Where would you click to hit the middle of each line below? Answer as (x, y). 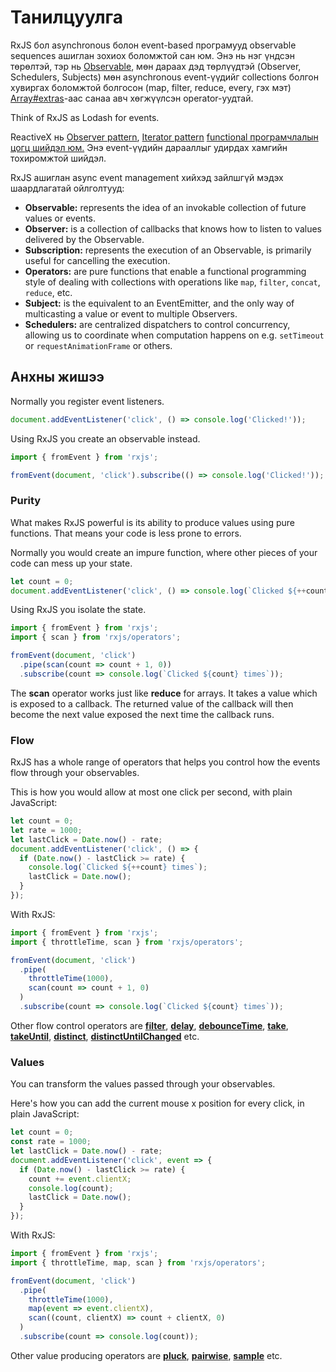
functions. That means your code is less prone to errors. (126, 533)
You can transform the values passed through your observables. (143, 1084)
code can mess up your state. (71, 563)
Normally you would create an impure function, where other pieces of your (164, 552)
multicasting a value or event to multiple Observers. (131, 313)
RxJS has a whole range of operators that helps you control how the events (165, 762)
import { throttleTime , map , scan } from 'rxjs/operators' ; (138, 1262)
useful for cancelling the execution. (97, 260)
